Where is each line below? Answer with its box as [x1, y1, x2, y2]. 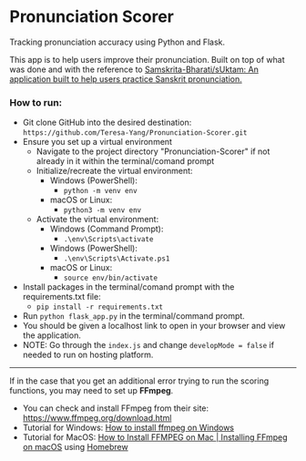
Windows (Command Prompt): [49, 223, 164, 234]
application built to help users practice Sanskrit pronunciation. [9, 73, 243, 84]
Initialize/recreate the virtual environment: [36, 166, 193, 177]
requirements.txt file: [22, 292, 102, 302]
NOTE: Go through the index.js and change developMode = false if [22, 340, 275, 351]
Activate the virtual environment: [36, 214, 159, 225]
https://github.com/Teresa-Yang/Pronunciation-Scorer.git [22, 128, 248, 138]
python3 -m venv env [63, 206, 142, 215]
